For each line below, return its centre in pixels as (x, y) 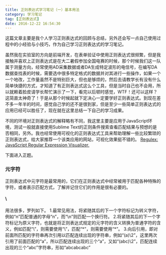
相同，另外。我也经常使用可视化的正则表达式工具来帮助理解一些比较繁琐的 (85, 133)
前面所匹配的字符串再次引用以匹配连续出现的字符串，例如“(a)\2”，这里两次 (81, 235)
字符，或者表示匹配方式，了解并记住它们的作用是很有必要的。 (68, 187)
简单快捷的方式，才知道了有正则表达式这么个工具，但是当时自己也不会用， (81, 86)
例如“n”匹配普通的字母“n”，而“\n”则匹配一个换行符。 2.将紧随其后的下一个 (81, 216)
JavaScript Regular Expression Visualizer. (47, 145)
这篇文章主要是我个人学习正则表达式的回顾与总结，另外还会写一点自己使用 (81, 38)
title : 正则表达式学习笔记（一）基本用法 (42, 10)
